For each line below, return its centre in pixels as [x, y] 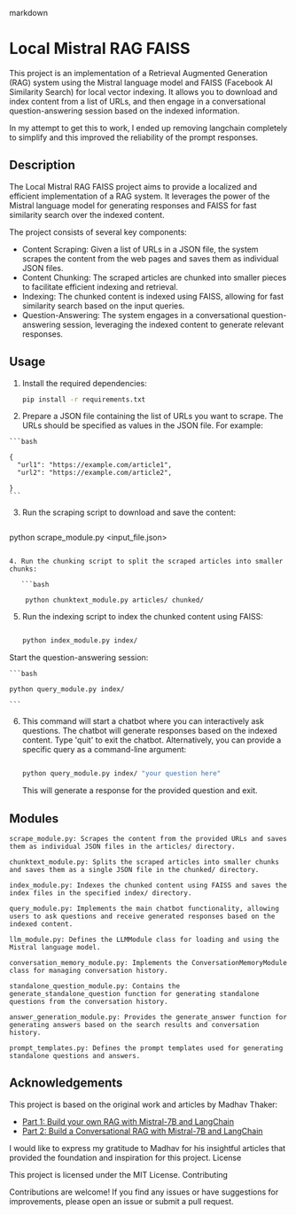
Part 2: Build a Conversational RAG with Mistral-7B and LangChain [142, 1131]
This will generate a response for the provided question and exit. [140, 791]
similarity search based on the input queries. [103, 306]
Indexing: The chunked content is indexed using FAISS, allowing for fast [153, 296]
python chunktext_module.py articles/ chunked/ [114, 600]
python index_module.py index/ [80, 641]
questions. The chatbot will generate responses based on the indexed [149, 731]
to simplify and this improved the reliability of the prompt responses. [134, 137]
